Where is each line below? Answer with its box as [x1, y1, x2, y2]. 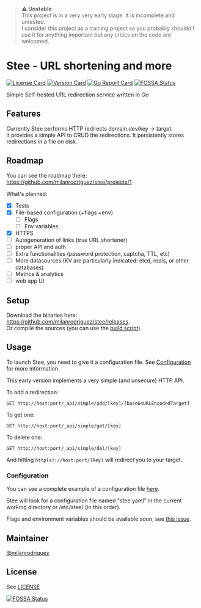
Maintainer [6, 533, 49, 543]
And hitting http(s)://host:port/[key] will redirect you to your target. [6, 456, 183, 463]
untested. [21, 18, 46, 25]
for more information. [6, 364, 60, 372]
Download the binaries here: [6, 311, 78, 319]
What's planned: [6, 190, 48, 197]
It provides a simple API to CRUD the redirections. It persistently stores [6, 131, 185, 139]
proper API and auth [15, 243, 66, 250]
